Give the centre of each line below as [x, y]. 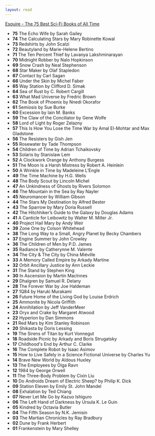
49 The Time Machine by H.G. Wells [49, 175]
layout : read [19, 10]
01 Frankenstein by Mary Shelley [46, 428]
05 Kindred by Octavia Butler [42, 407]
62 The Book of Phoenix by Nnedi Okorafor [56, 102]
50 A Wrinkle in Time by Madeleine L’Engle [56, 170]
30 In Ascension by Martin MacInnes [50, 275]
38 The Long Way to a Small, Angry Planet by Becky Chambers [77, 233]
